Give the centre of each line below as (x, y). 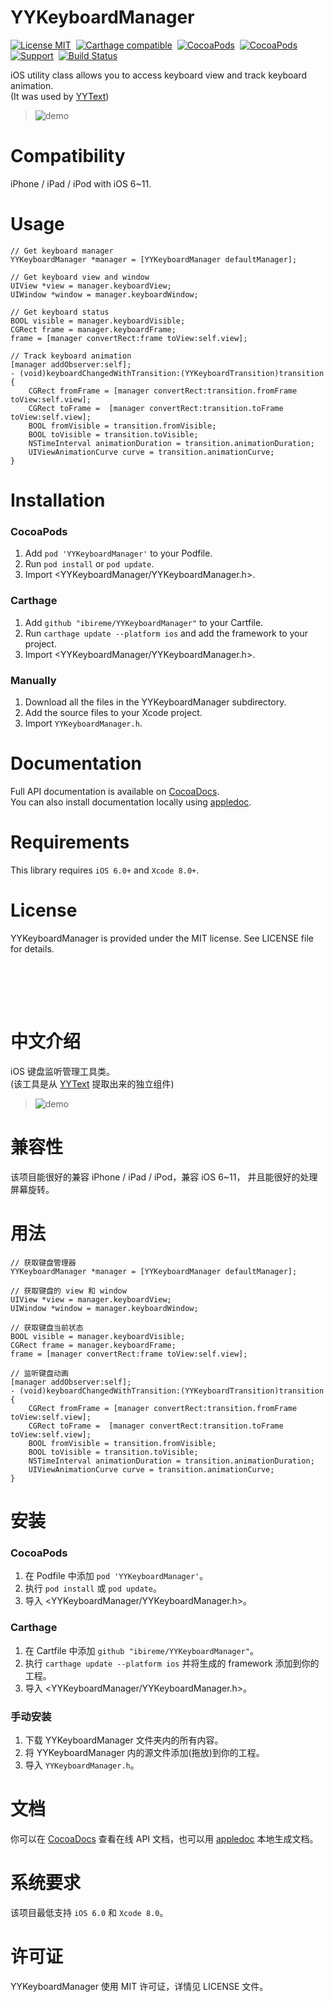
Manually (33, 680)
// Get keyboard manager (62, 251)
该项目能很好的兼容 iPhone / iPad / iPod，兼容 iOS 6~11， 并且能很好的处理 (164, 1177)
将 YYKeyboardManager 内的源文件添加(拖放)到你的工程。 (144, 1752)
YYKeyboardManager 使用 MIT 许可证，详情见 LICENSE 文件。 (139, 1986)
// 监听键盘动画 (39, 1373)
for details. (32, 948)
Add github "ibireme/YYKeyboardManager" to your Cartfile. (144, 622)
